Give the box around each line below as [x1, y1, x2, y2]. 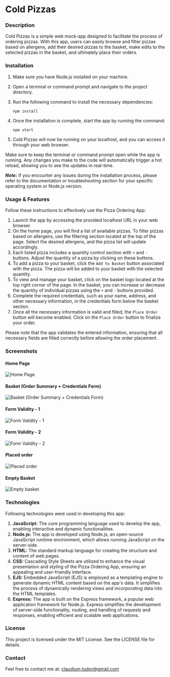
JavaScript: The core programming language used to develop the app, [12, 520, 161, 527]
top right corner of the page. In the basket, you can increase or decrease [12, 282, 165, 288]
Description [5, 22, 35, 29]
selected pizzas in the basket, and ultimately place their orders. [5, 49, 138, 55]
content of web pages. [12, 552, 60, 559]
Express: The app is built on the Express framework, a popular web [12, 596, 154, 602]
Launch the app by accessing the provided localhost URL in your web [12, 217, 158, 223]
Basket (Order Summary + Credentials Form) [5, 383, 101, 389]
